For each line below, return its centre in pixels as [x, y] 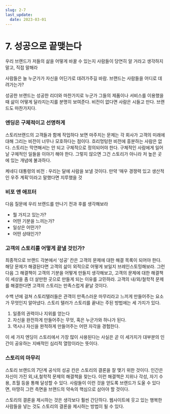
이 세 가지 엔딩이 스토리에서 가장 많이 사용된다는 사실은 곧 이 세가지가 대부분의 [82, 337]
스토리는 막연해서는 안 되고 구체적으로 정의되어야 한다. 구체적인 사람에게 [83, 147]
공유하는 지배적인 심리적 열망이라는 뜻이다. [57, 343]
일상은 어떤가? [27, 227]
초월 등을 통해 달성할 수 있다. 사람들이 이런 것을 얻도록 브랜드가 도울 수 [81, 382]
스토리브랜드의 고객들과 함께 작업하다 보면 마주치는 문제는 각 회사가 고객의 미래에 [85, 135]
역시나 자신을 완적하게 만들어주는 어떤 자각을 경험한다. [66, 327]
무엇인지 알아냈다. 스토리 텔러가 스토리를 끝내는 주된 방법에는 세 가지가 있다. [86, 303]
